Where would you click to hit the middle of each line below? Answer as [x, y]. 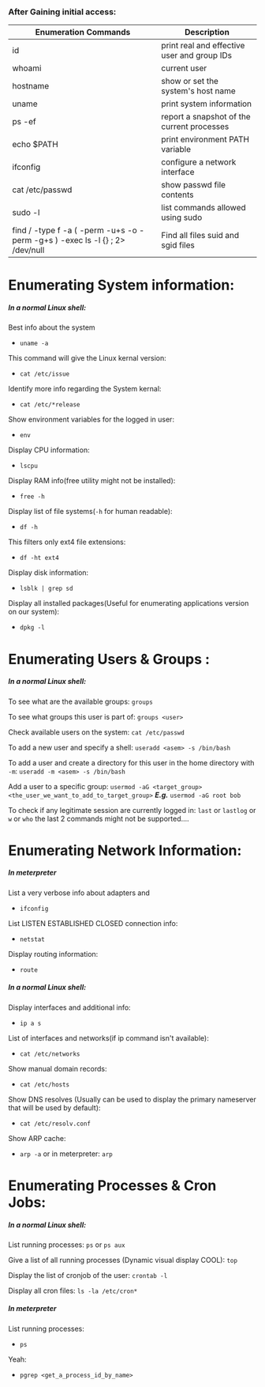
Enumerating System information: [121, 285]
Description [207, 32]
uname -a [34, 344]
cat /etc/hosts [45, 1085]
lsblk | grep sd [46, 589]
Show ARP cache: [37, 1138]
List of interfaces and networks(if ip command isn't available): [108, 1037]
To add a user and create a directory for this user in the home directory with [131, 762]
